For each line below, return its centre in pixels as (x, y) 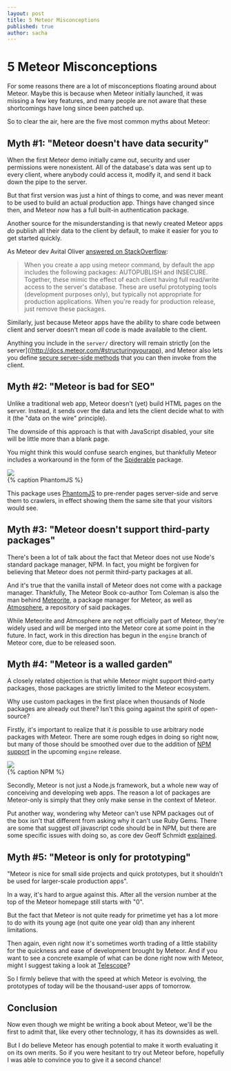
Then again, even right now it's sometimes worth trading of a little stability (112, 943)
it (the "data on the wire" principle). (57, 418)
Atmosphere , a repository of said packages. (70, 607)
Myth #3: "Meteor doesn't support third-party (109, 530)
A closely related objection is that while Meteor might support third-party (111, 681)
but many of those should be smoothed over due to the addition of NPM (109, 744)
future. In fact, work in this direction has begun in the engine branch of (107, 635)
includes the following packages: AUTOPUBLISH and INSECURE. (116, 272)
